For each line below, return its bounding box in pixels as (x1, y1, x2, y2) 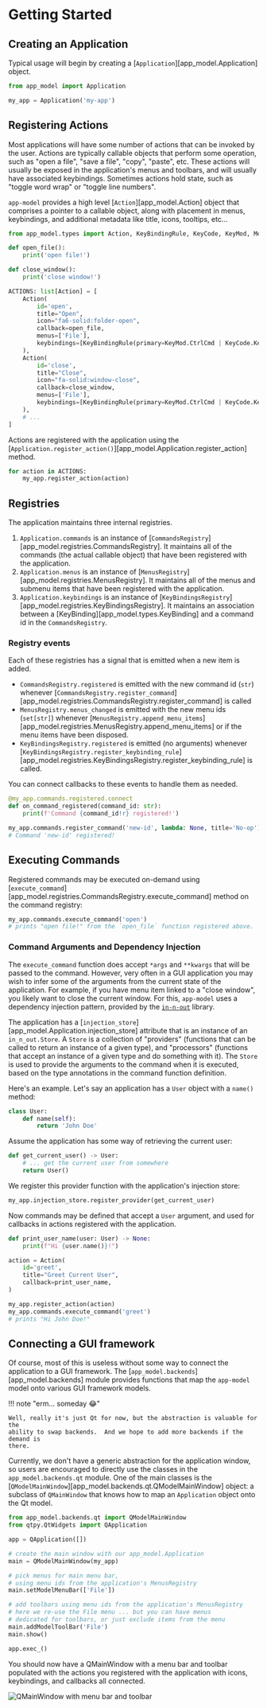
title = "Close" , (37, 368, 87, 377)
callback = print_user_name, (22, 1278, 112, 1286)
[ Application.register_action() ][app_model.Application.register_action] (8, 443, 248, 453)
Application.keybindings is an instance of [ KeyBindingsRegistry (19, 593, 230, 602)
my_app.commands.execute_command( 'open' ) (8, 915, 148, 924)
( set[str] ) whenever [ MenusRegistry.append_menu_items (19, 714, 203, 723)
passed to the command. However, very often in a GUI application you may (8, 968, 253, 978)
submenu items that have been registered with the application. (19, 584, 225, 593)
